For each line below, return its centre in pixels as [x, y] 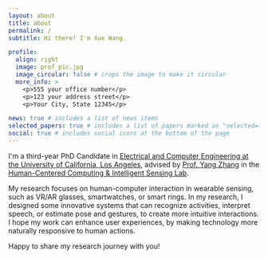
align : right [37, 60]
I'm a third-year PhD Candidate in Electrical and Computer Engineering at [128, 155]
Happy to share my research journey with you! [84, 246]
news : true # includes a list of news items [83, 119]
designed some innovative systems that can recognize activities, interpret [130, 205]
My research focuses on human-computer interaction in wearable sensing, [131, 188]
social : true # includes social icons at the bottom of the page [119, 133]
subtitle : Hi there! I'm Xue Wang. [67, 38]
